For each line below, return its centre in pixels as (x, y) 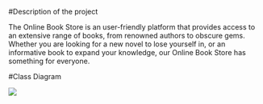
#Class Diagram (35, 76)
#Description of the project (53, 12)
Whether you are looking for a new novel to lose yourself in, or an (117, 44)
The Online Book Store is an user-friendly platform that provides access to (132, 27)
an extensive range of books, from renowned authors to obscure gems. (127, 36)
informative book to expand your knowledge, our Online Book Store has (127, 52)
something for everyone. (49, 61)
